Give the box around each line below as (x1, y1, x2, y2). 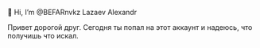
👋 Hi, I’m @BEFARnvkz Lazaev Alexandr (7, 8, 137, 17)
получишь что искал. (7, 31, 79, 40)
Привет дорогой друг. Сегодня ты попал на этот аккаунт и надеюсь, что (7, 23, 253, 31)
